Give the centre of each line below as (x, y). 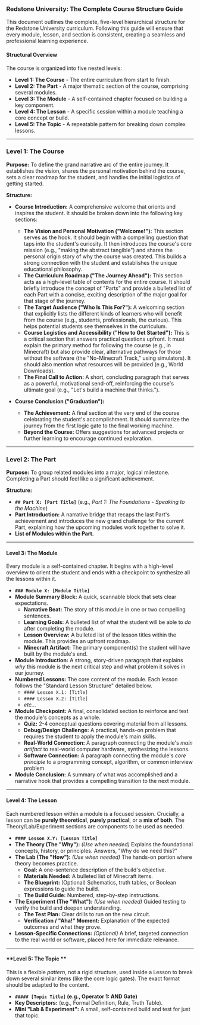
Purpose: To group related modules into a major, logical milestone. (88, 472)
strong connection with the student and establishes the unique (100, 262)
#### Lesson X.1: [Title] (56, 693)
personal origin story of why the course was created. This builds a (105, 256)
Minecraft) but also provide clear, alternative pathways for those (102, 351)
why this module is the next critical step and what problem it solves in (100, 667)
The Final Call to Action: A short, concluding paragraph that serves (106, 377)
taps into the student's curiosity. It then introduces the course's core (108, 243)
